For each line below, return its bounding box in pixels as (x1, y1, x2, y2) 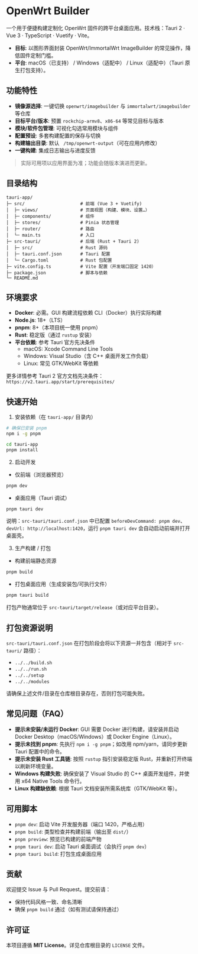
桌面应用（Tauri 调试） (14, 494, 70, 501)
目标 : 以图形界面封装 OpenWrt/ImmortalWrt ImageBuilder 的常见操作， (14, 44, 186, 51)
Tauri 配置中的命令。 (14, 748, 65, 755)
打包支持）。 (20, 66, 49, 73)
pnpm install (6, 447, 38, 453)
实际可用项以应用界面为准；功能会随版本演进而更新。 (20, 159, 151, 166)
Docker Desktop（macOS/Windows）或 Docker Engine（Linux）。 (14, 733, 176, 740)
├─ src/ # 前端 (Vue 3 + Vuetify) (6, 200, 142, 206)
